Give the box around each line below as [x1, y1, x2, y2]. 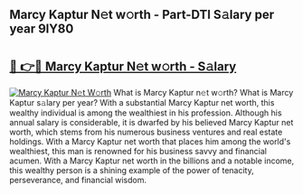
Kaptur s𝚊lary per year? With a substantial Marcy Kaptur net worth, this [9, 97, 275, 107]
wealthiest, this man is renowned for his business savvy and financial [9, 146, 267, 156]
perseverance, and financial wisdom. [9, 175, 147, 185]
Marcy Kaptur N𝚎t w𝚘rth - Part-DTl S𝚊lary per [9, 7, 274, 23]
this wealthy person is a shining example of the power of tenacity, [9, 165, 255, 175]
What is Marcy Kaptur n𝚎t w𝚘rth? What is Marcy [112, 88, 294, 97]
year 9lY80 [9, 22, 74, 37]
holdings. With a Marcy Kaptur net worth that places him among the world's [9, 136, 291, 147]
